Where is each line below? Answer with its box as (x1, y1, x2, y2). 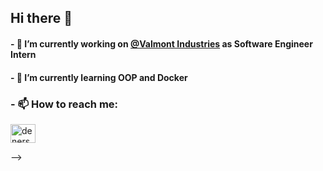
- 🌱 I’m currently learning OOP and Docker (10, 71, 188, 83)
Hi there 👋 (10, 10, 73, 27)
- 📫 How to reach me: (10, 97, 119, 111)
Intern (10, 48, 37, 60)
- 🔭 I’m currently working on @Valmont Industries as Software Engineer (10, 37, 313, 50)
